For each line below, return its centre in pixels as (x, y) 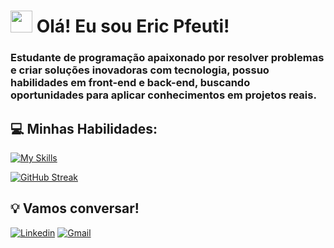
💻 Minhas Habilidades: (84, 128)
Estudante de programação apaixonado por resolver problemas (167, 58)
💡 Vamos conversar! (75, 208)
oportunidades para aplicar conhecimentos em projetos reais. (163, 95)
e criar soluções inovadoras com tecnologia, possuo (140, 70)
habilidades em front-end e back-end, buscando (130, 83)
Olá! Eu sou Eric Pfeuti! (133, 26)
